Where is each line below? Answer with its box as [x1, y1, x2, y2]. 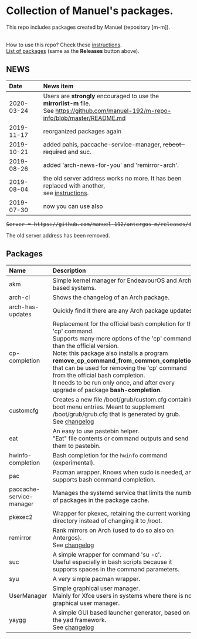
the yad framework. [52, 615, 107, 624]
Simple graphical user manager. [52, 584, 141, 592]
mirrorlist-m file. [43, 99, 91, 107]
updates [9, 310, 32, 318]
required [43, 148, 67, 156]
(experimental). [52, 459, 95, 467]
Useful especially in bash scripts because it [52, 557, 172, 566]
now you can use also [43, 202, 103, 210]
